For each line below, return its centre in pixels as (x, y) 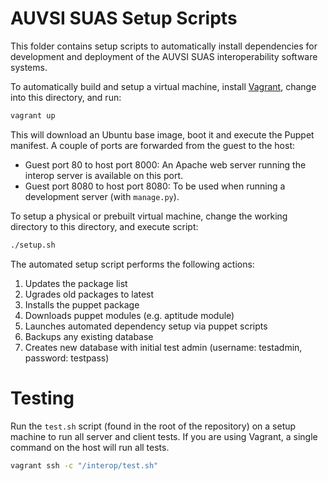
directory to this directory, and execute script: (104, 226)
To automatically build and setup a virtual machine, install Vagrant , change (163, 86)
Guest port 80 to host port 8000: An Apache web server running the (165, 164)
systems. (29, 67)
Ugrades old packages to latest (89, 294)
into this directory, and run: (66, 97)
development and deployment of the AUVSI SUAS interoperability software (164, 56)
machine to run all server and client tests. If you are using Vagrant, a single (164, 436)
